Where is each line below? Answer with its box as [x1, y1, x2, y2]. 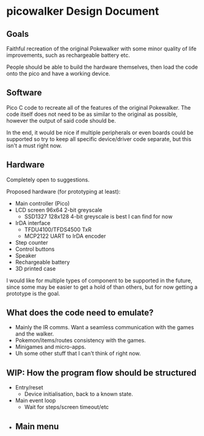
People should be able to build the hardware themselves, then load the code [6, 63, 199, 71]
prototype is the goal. [6, 289, 60, 297]
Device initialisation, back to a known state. [24, 391, 133, 398]
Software [6, 88, 42, 98]
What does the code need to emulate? [6, 308, 154, 318]
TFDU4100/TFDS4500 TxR [24, 226, 92, 233]
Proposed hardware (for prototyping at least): [6, 188, 121, 195]
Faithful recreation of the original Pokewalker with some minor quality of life [6, 45, 197, 52]
